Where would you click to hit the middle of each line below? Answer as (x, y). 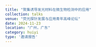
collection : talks (24, 14)
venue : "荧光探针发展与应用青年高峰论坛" (43, 19)
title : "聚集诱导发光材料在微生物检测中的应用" (48, 10)
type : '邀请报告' (22, 37)
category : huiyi (22, 32)
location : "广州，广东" (28, 28)
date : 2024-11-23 (23, 23)
